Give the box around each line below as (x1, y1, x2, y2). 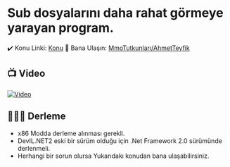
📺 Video (7, 68, 46, 80)
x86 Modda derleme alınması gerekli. (17, 129, 125, 137)
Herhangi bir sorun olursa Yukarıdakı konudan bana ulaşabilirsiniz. (17, 151, 210, 160)
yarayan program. (7, 20, 114, 36)
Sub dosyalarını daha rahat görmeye (7, 5, 224, 21)
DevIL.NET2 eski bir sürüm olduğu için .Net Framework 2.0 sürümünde (17, 136, 223, 145)
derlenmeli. (17, 144, 51, 152)
